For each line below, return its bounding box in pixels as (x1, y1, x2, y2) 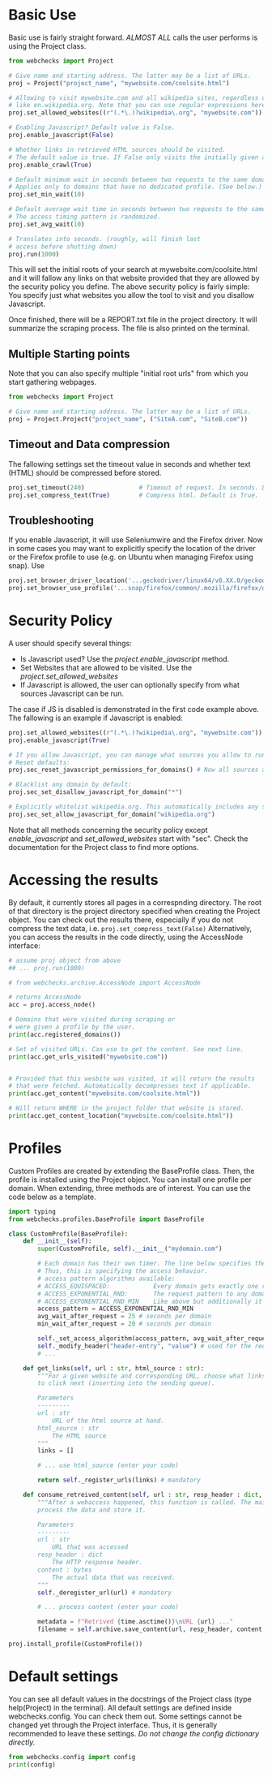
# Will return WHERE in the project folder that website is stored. (8, 1104, 244, 1113)
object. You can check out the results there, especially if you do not (8, 915, 234, 925)
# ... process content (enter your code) (37, 1603, 180, 1611)
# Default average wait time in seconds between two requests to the (8, 205, 249, 213)
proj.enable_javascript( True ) (8, 736, 111, 744)
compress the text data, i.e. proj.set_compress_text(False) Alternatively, (8, 923, 253, 933)
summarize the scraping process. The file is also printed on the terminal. (8, 323, 250, 334)
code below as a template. (8, 1192, 97, 1201)
